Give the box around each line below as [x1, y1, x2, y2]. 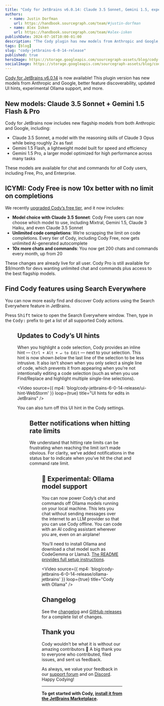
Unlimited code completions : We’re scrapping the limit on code [12, 230, 141, 236]
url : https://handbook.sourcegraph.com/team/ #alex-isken [14, 30, 132, 35]
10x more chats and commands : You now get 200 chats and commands [12, 245, 159, 251]
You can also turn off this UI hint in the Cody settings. [17, 405, 125, 411]
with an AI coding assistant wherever [41, 526, 116, 532]
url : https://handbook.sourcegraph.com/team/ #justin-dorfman [14, 21, 141, 26]
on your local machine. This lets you [41, 506, 115, 511]
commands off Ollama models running [41, 500, 119, 506]
